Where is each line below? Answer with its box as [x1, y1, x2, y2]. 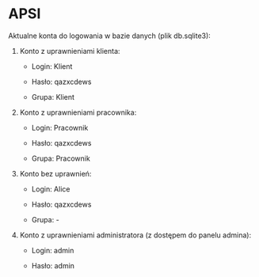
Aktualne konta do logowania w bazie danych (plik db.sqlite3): [8, 31, 211, 40]
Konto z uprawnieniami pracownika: [19, 108, 137, 117]
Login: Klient [31, 61, 73, 71]
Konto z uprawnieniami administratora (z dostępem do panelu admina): [19, 230, 252, 240]
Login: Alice [31, 184, 70, 194]
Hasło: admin [31, 260, 75, 270]
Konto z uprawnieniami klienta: [19, 46, 120, 55]
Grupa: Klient [31, 92, 75, 101]
